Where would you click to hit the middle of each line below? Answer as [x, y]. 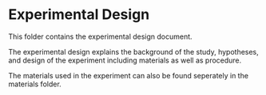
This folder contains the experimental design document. [101, 36]
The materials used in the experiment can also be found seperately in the [129, 75]
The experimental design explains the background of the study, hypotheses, [134, 51]
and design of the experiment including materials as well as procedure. [125, 60]
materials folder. [35, 84]
